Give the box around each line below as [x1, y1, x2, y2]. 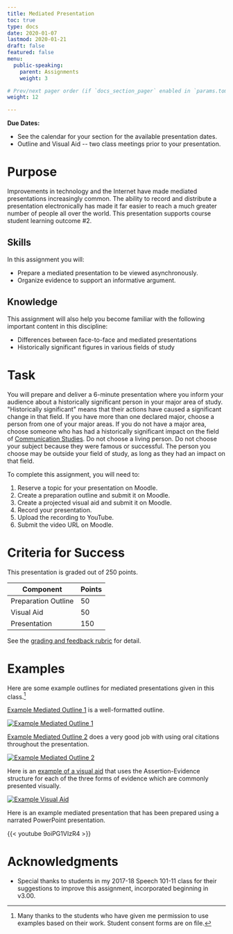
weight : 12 [7, 94, 39, 101]
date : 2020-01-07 [7, 29, 58, 37]
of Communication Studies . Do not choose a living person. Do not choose [7, 434, 217, 443]
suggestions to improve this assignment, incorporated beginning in [17, 884, 209, 893]
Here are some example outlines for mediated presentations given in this [7, 684, 215, 692]
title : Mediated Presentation [7, 10, 95, 17]
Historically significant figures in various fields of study [17, 343, 175, 351]
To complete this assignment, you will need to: [7, 470, 140, 478]
